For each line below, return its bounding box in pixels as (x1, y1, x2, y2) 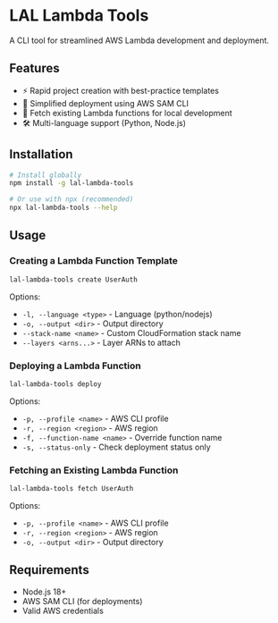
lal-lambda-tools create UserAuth (9, 274, 139, 284)
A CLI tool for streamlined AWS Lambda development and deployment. (9, 35, 270, 46)
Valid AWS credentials (21, 605, 105, 616)
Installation (9, 147, 73, 162)
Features (9, 61, 60, 76)
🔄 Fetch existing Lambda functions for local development (21, 107, 232, 118)
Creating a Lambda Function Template (9, 255, 179, 267)
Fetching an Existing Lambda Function (9, 464, 179, 476)
